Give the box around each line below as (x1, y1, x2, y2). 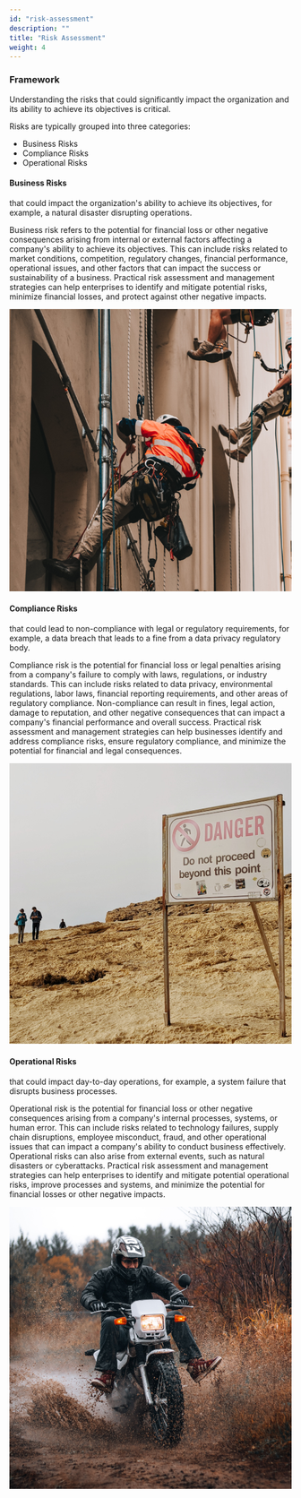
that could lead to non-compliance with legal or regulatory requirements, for (9, 623, 289, 633)
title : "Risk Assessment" (9, 33, 106, 42)
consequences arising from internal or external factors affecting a (9, 234, 253, 245)
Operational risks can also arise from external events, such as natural (9, 1150, 265, 1161)
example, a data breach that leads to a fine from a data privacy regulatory (9, 633, 281, 643)
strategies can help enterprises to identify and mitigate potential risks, (9, 281, 268, 292)
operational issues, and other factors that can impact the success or (9, 263, 262, 273)
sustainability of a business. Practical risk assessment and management (9, 271, 275, 282)
